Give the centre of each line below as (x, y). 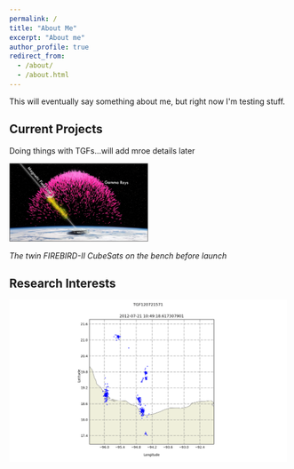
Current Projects (56, 129)
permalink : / (33, 19)
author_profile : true (49, 47)
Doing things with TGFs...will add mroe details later (102, 150)
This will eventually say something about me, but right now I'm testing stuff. (147, 101)
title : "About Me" (43, 28)
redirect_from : (37, 56)
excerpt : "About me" (48, 37)
